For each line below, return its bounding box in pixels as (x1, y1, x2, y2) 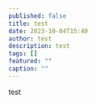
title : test (8, 19, 48, 28)
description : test (8, 42, 70, 50)
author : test (8, 34, 52, 43)
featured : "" (8, 58, 52, 66)
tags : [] (8, 49, 38, 58)
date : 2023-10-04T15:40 (8, 27, 89, 35)
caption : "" (8, 65, 48, 73)
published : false (8, 11, 67, 20)
